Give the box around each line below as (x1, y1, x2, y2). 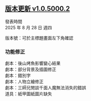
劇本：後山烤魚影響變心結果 (5, 61, 61, 66)
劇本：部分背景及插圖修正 (5, 66, 56, 72)
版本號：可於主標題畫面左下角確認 (5, 35, 73, 40)
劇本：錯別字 (5, 73, 31, 79)
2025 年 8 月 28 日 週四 (5, 24, 52, 30)
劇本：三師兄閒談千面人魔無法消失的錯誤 (5, 85, 86, 91)
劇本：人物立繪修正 (5, 79, 44, 84)
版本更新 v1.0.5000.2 (5, 4, 70, 13)
